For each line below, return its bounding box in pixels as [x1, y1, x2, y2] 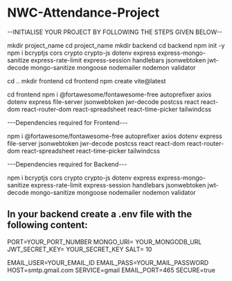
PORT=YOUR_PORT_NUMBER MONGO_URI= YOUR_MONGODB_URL [7, 237, 202, 246]
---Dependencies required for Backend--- [7, 160, 127, 168]
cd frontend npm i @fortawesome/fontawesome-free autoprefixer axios [7, 90, 212, 99]
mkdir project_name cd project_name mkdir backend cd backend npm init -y [7, 41, 225, 49]
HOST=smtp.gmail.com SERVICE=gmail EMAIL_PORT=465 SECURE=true [7, 266, 216, 274]
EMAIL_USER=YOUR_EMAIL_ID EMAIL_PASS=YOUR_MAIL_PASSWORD [7, 258, 209, 266]
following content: [7, 219, 88, 231]
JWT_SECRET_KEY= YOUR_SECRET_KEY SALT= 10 [7, 245, 152, 253]
